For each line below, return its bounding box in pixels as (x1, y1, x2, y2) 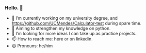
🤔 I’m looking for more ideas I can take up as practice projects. (11, 31, 137, 37)
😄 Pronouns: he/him (11, 43, 53, 49)
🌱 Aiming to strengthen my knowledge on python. (11, 26, 111, 31)
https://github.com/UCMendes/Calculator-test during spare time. (11, 20, 142, 26)
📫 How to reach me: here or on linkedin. (11, 36, 93, 42)
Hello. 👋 (4, 4, 23, 11)
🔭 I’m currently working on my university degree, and (11, 15, 118, 21)
